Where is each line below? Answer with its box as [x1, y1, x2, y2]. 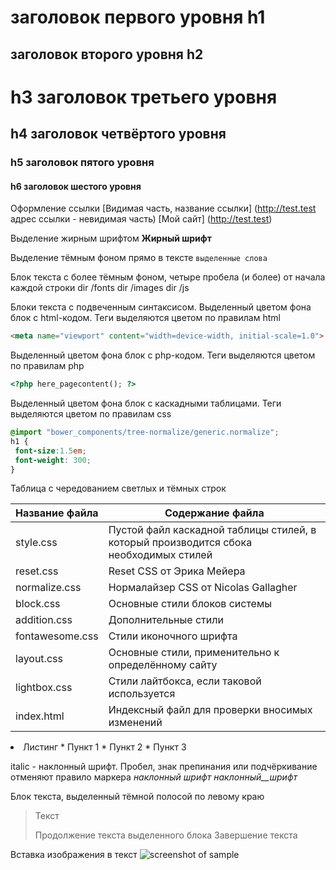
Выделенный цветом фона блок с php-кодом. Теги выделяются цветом [10, 349, 316, 361]
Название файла [15, 506, 99, 520]
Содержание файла [164, 506, 265, 520]
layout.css [15, 652, 63, 666]
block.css [15, 597, 61, 611]
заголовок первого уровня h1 [10, 6, 266, 29]
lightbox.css [15, 681, 73, 695]
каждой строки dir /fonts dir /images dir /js [10, 282, 190, 294]
